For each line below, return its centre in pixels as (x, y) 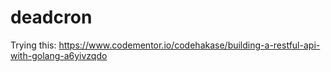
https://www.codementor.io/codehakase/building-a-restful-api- (189, 45)
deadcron (51, 17)
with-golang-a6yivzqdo (59, 55)
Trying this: (33, 45)
